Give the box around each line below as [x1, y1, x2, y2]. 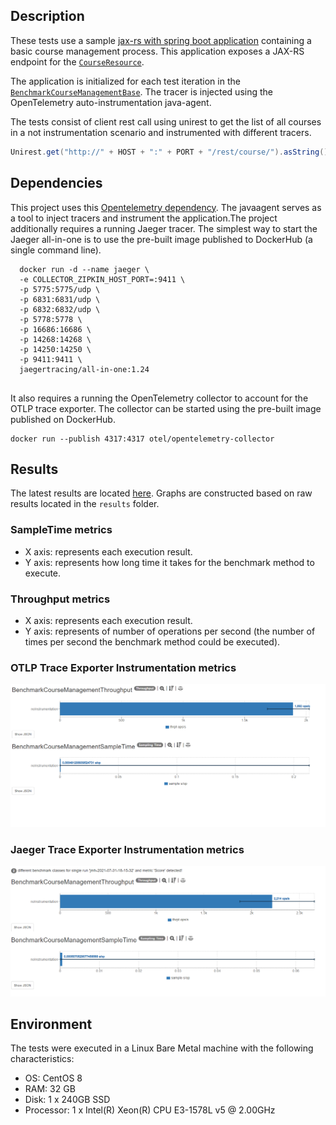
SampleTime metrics [10, 523, 113, 537]
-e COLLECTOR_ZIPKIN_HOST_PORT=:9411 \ [19, 274, 186, 284]
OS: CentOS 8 [24, 1072, 83, 1084]
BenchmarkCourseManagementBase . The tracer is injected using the [10, 85, 273, 98]
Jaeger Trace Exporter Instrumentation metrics [10, 842, 245, 856]
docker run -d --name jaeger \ [19, 264, 150, 274]
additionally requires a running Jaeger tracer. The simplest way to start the [10, 222, 318, 234]
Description [10, 8, 85, 25]
